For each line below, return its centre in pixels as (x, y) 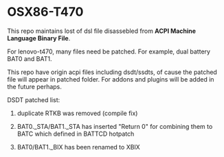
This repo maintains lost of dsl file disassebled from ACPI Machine (102, 31)
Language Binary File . (39, 38)
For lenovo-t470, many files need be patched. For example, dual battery (109, 51)
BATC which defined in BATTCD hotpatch (76, 134)
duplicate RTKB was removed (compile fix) (77, 113)
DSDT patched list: (34, 99)
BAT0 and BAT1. (30, 58)
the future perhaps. (34, 86)
